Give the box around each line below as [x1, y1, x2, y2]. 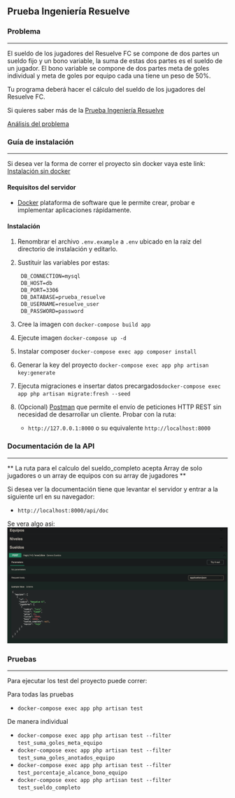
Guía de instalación [7, 136, 74, 146]
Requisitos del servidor [7, 183, 76, 191]
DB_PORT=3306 [20, 287, 59, 294]
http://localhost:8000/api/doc [17, 507, 109, 514]
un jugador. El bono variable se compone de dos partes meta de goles [7, 64, 210, 72]
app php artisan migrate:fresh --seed [17, 391, 131, 398]
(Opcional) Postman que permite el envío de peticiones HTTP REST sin [17, 402, 222, 412]
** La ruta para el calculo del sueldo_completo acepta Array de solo [7, 463, 203, 472]
